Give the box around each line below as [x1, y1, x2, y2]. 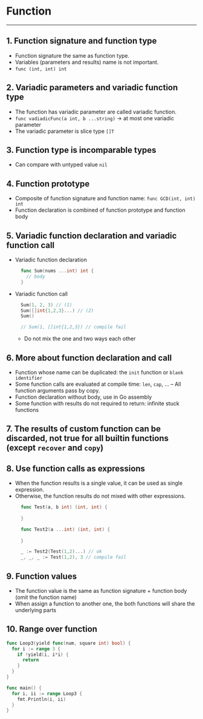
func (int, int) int [14, 66, 67, 72]
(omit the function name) [14, 593, 77, 601]
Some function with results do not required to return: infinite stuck [14, 399, 179, 407]
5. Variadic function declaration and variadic [6, 231, 177, 241]
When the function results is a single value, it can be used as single [14, 479, 183, 487]
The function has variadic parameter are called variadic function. [14, 108, 177, 115]
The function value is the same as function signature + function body [14, 587, 187, 594]
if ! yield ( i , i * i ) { [17, 651, 69, 658]
